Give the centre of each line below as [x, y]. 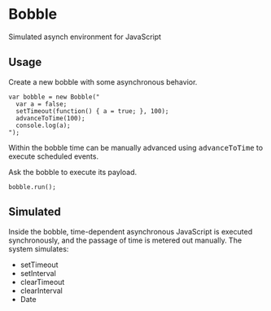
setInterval [38, 273]
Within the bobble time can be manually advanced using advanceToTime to [135, 147]
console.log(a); [43, 125]
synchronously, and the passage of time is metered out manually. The [125, 240]
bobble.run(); [33, 187]
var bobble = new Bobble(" [54, 97]
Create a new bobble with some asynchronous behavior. [103, 81]
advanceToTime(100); [50, 118]
